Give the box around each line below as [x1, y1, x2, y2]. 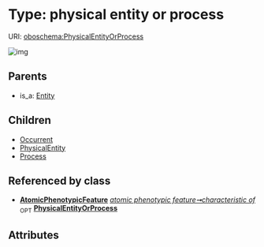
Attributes [8, 228, 59, 241]
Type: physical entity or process [8, 6, 225, 24]
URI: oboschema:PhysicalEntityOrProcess [8, 32, 144, 41]
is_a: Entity [19, 91, 55, 100]
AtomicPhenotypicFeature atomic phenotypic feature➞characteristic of [19, 195, 256, 204]
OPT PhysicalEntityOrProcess [19, 204, 118, 215]
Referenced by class [8, 174, 111, 187]
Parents [8, 69, 47, 84]
